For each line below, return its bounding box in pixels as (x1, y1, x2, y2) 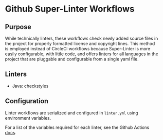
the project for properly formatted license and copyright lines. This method (5, 41, 155, 47)
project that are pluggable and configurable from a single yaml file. (5, 56, 139, 62)
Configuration (5, 97, 49, 105)
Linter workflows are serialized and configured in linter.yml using (5, 110, 139, 116)
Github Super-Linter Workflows (5, 3, 135, 15)
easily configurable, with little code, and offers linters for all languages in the (5, 51, 159, 57)
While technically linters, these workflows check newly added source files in (5, 35, 158, 41)
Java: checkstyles (12, 83, 49, 89)
